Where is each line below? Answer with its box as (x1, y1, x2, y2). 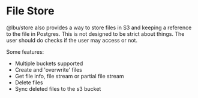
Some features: (6, 48, 44, 55)
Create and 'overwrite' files (14, 66, 82, 73)
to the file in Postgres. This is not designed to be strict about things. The (6, 30, 185, 37)
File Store (6, 4, 55, 18)
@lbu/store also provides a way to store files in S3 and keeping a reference (6, 24, 192, 31)
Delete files (14, 79, 43, 86)
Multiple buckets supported (14, 60, 83, 67)
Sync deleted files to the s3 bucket (14, 85, 101, 92)
